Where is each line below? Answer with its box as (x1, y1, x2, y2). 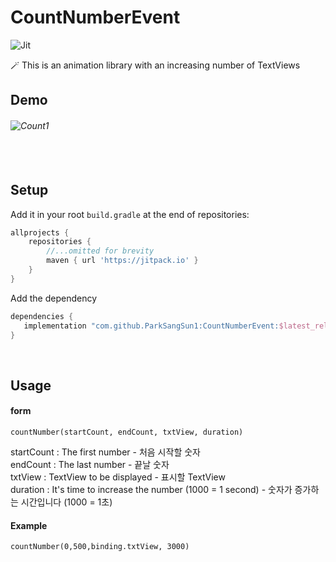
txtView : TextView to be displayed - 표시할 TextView (10, 471, 226, 483)
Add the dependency (10, 292, 98, 304)
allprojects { (10, 227, 70, 238)
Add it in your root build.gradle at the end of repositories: (10, 208, 250, 220)
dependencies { (10, 311, 74, 321)
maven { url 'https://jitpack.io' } (46, 256, 199, 266)
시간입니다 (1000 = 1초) (20, 496, 113, 508)
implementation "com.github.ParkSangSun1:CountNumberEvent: (23, 321, 280, 331)
